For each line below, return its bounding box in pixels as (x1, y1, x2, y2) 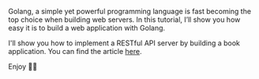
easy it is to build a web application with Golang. (8, 23, 166, 32)
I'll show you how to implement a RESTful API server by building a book (8, 38, 241, 48)
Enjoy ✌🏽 (8, 62, 38, 71)
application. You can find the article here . (8, 47, 142, 56)
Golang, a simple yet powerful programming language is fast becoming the (8, 7, 251, 16)
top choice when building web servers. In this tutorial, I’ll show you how (8, 15, 241, 24)
